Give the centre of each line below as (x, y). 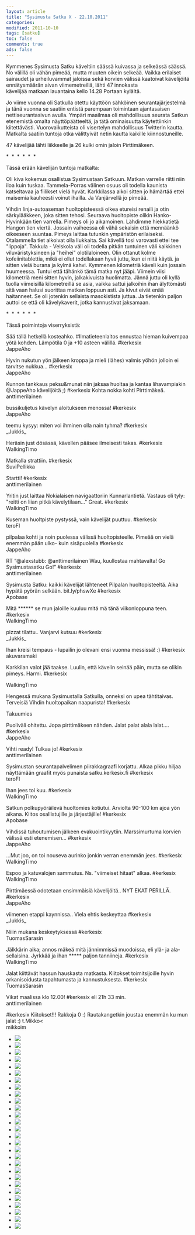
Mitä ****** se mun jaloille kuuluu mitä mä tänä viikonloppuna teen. (87, 608)
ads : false (19, 50)
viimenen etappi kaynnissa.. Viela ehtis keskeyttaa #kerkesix (79, 914)
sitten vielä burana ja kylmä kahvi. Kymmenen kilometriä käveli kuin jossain (96, 265)
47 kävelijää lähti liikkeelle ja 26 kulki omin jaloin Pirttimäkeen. (80, 145)
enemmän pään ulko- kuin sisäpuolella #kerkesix (65, 543)
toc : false (19, 39)
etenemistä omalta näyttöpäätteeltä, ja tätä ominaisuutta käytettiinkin (89, 121)
